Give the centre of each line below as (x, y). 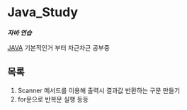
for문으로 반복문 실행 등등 (53, 99)
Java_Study (43, 12)
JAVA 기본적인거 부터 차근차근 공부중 (58, 47)
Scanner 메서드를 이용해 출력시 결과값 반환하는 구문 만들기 (99, 90)
